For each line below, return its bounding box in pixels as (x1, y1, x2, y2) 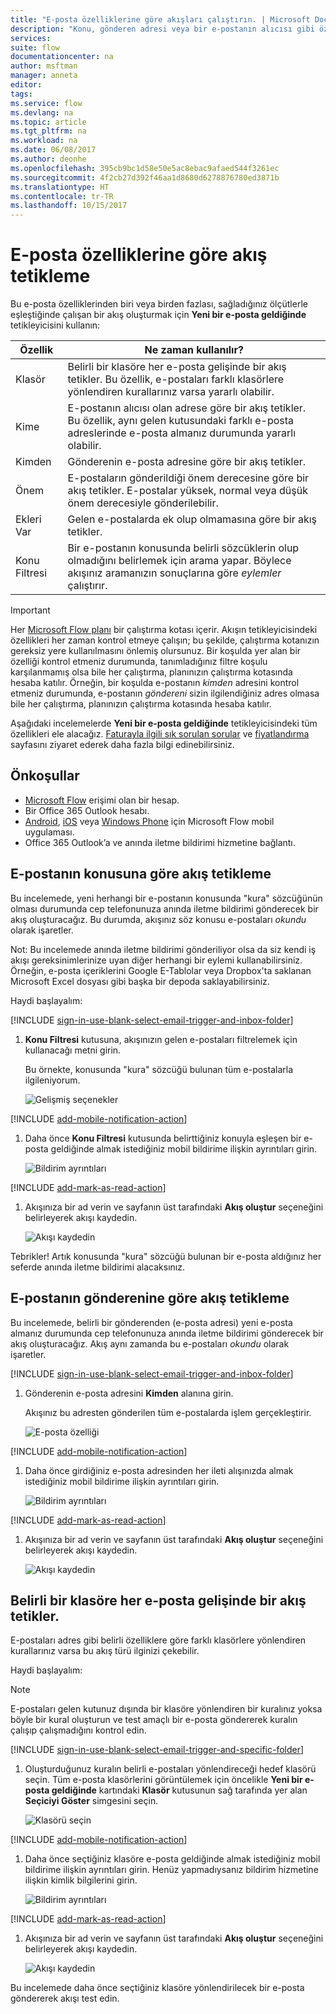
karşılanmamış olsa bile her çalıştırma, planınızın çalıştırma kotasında (10, 666, 293, 678)
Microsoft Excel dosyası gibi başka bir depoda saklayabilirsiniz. (10, 975, 270, 987)
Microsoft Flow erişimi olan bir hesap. (24, 794, 180, 806)
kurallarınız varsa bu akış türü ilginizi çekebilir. (10, 1645, 200, 1657)
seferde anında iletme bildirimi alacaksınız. (10, 1261, 185, 1273)
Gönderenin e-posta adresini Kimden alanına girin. (24, 1387, 234, 1399)
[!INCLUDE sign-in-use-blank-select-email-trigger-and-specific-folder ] (10, 1744, 305, 1756)
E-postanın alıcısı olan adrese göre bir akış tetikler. (67, 401, 307, 415)
